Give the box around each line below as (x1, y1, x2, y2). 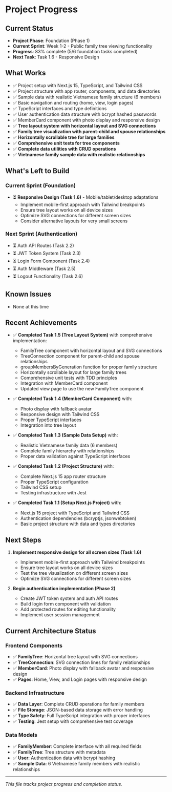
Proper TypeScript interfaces (20, 416, 82, 423)
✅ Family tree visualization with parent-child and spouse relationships (12, 128, 166, 134)
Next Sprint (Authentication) (5, 231, 78, 238)
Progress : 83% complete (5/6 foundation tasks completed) (12, 49, 138, 54)
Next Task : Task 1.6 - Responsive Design (12, 54, 99, 60)
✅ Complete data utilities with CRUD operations (12, 145, 116, 152)
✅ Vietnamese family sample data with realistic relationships (12, 151, 145, 157)
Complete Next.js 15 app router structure (20, 473, 106, 480)
